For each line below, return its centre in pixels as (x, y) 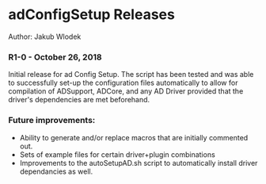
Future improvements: (52, 121)
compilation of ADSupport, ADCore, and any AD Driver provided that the (126, 91)
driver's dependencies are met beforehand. (79, 100)
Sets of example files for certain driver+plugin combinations (117, 154)
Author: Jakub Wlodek (45, 36)
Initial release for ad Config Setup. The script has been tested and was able (131, 75)
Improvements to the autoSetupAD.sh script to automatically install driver (139, 163)
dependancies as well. (56, 171)
